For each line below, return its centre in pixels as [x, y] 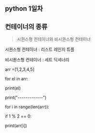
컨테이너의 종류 [26, 26]
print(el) [13, 88]
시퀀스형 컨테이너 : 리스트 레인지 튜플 [40, 49]
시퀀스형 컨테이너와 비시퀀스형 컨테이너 [54, 39]
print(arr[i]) [16, 126]
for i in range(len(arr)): [27, 107]
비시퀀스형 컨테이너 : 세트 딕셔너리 [37, 60]
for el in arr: [17, 79]
